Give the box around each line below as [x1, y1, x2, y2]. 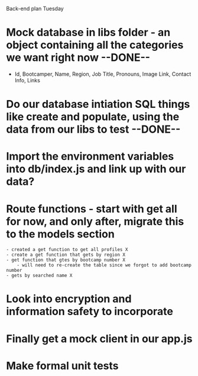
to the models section [6, 227, 115, 240]
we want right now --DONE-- [6, 51, 151, 65]
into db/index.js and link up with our [6, 162, 186, 176]
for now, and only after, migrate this [6, 214, 184, 228]
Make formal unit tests [6, 359, 119, 372]
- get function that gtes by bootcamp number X [6, 257, 126, 263]
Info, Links [14, 76, 40, 83]
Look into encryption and [6, 293, 132, 306]
